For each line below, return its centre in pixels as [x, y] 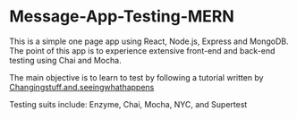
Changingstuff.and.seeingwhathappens [82, 87]
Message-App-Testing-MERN [122, 17]
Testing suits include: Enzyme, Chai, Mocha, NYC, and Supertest [128, 104]
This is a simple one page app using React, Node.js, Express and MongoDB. [149, 41]
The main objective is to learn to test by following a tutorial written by [136, 77]
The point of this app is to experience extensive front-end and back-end [142, 50]
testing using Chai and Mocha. [66, 60]
